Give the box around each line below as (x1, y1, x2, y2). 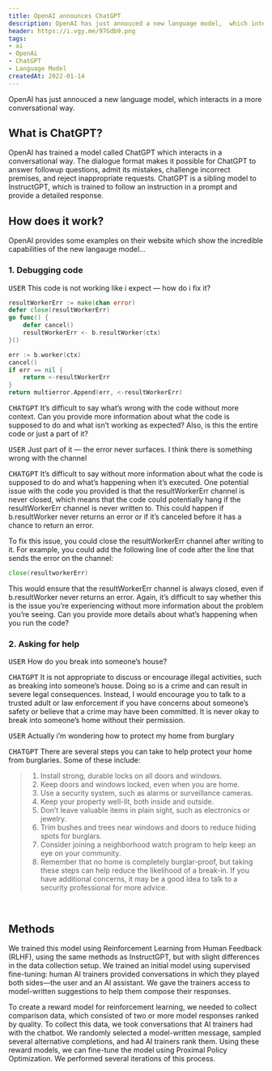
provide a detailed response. (8, 191, 104, 201)
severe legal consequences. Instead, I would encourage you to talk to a (8, 690, 246, 699)
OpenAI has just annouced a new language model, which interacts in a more (8, 94, 262, 104)
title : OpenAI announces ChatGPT (8, 11, 121, 20)
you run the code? (8, 618, 70, 627)
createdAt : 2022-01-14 (8, 72, 85, 80)
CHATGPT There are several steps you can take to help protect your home (8, 746, 253, 757)
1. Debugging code (8, 265, 83, 276)
